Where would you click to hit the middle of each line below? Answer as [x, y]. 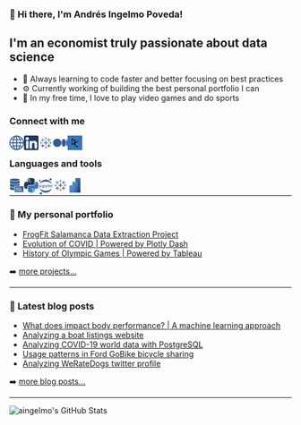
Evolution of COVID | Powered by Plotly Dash [105, 243]
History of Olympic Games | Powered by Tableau [112, 253]
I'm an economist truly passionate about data [138, 43]
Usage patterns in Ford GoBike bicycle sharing [108, 353]
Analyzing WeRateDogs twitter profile [91, 363]
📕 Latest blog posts [52, 306]
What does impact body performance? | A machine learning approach [151, 325]
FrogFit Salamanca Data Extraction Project [100, 234]
